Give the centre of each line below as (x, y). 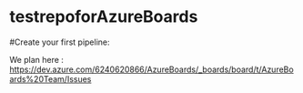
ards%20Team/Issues (50, 78)
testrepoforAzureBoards (104, 17)
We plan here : (36, 59)
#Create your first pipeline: (60, 42)
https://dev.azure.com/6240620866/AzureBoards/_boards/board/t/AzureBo (151, 69)
